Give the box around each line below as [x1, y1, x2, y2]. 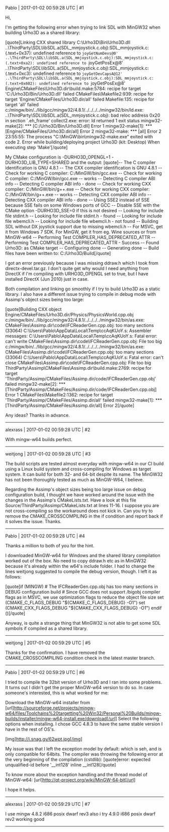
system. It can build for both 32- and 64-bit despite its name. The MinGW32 [5, 471, 163, 477]
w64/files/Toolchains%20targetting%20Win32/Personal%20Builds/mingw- [5, 710, 162, 716]
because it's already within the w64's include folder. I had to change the [5, 563, 155, 569]
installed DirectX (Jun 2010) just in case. [5, 276, 89, 282]
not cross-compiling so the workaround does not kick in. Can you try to [5, 508, 153, 514]
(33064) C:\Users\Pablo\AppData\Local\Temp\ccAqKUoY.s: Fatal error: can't [5, 355, 164, 360]
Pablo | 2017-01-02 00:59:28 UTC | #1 [5, 5, 84, 11]
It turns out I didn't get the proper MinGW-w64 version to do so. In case [5, 685, 154, 690]
